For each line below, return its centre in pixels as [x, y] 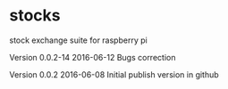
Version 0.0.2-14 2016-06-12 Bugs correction [93, 57]
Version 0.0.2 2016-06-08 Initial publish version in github [114, 74]
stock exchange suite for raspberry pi [78, 40]
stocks [35, 16]
